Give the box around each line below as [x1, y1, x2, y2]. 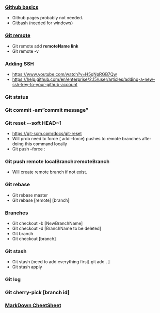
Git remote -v [12, 48, 39, 54]
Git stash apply [12, 264, 42, 270]
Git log [5, 276, 21, 283]
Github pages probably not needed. [12, 15, 83, 21]
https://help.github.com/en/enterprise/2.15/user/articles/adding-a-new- [12, 76, 155, 82]
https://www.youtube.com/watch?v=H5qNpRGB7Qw [12, 71, 117, 77]
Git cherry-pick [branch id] [5, 289, 70, 296]
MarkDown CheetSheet [5, 302, 62, 309]
